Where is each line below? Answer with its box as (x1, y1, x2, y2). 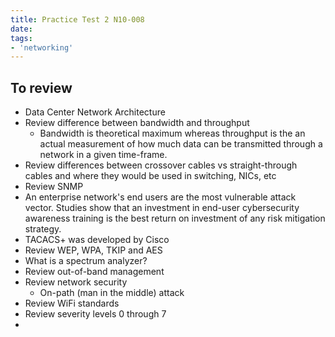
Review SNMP (24, 181, 84, 193)
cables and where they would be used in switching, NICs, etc (24, 170, 277, 182)
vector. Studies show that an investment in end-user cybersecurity (24, 202, 300, 214)
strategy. (24, 223, 62, 235)
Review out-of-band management (24, 266, 165, 278)
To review (10, 79, 73, 96)
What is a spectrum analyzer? (24, 255, 148, 267)
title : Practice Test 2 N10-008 (10, 14, 145, 25)
